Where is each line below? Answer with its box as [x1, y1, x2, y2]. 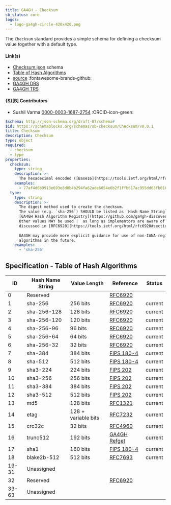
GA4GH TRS [12, 86, 39, 92]
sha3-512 [26, 391, 52, 398]
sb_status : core [5, 12, 40, 17]
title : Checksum [5, 128, 40, 133]
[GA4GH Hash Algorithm [18, 214, 67, 219]
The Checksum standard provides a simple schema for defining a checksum [5, 36, 161, 42]
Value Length [71, 280, 104, 287]
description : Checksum [5, 133, 53, 139]
